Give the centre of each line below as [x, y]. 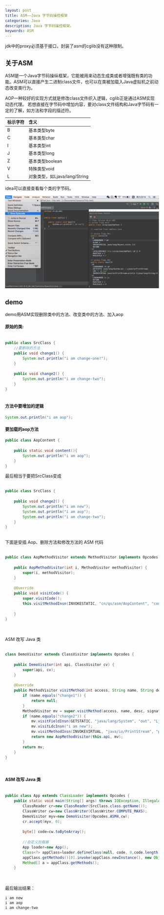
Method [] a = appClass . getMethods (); [61, 863]
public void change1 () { [39, 353]
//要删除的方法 [27, 348]
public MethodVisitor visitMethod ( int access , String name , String [84, 691]
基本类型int [40, 146]
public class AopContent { [32, 440]
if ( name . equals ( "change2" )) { [54, 716]
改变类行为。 [22, 87]
